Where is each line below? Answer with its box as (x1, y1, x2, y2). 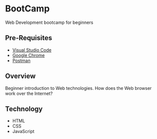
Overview (5, 72, 36, 80)
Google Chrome (12, 52, 45, 58)
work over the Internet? (5, 90, 53, 96)
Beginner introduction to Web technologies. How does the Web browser (5, 85, 152, 91)
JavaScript (12, 129, 35, 135)
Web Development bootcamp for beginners (5, 19, 94, 25)
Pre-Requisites (5, 34, 52, 42)
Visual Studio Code (12, 47, 52, 53)
